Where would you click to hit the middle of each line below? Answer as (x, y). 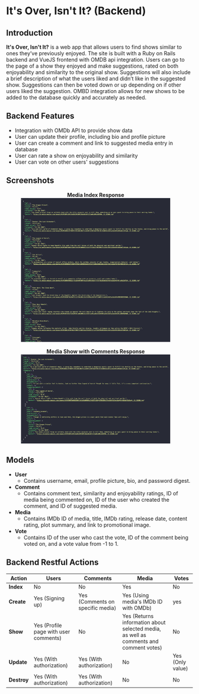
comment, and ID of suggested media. (70, 506)
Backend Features (40, 116)
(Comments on (97, 601)
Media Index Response (96, 195)
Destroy (19, 680)
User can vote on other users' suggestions (67, 162)
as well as (134, 635)
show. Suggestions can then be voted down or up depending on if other (94, 85)
